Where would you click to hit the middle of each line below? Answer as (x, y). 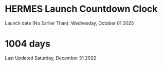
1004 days (28, 44)
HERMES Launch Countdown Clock (81, 9)
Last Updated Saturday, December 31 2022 (50, 58)
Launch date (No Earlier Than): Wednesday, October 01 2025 (69, 23)
